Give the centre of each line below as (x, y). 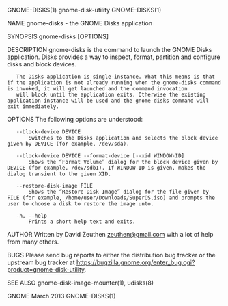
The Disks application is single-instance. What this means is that (115, 77)
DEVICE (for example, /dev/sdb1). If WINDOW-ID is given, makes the (106, 168)
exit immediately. (33, 107)
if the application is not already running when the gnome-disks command (114, 83)
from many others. (33, 242)
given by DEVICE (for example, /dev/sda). (68, 144)
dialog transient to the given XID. (59, 174)
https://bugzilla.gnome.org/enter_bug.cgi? (136, 262)
